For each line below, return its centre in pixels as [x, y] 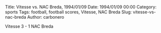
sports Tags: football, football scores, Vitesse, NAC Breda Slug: [69, 12]
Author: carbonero [46, 17]
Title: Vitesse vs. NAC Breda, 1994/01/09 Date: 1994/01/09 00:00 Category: [81, 7]
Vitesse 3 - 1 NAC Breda [29, 26]
